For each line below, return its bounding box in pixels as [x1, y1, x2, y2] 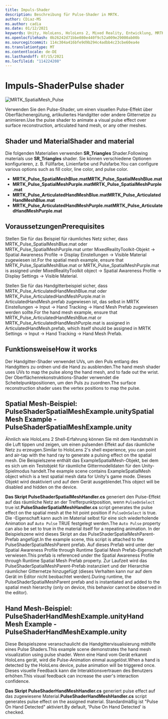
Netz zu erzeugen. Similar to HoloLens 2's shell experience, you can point [5, 447, 156, 453]
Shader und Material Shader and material [5, 137, 134, 145]
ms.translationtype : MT [5, 45, 55, 50]
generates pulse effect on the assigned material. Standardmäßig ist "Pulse [5, 698, 158, 704]
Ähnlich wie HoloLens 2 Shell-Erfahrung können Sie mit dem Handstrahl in [5, 436, 158, 442]
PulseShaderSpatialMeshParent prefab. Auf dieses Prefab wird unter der [5, 542, 154, 548]
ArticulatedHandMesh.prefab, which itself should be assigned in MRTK [5, 325, 151, 331]
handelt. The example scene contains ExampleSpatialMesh [30, 468, 151, 474]
